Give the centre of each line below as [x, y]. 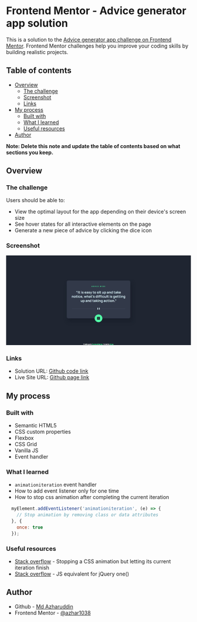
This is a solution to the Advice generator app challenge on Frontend [89, 39]
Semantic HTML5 [35, 426]
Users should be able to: [36, 200]
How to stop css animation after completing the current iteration [92, 497]
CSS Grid [26, 444]
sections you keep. [30, 152]
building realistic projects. [37, 52]
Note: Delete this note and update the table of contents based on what [93, 146]
